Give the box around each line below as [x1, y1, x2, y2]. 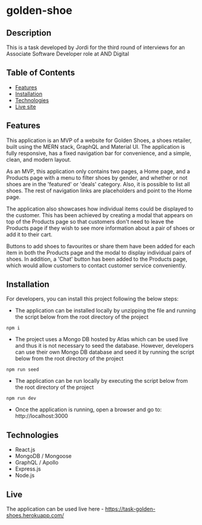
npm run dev [6, 396, 36, 402]
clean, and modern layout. [6, 155, 71, 163]
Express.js [15, 465, 41, 472]
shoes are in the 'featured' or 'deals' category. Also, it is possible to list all [6, 180, 191, 187]
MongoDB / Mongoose [15, 452, 72, 460]
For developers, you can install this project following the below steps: [6, 295, 179, 302]
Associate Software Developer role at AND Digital [6, 50, 129, 57]
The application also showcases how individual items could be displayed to [6, 205, 194, 212]
